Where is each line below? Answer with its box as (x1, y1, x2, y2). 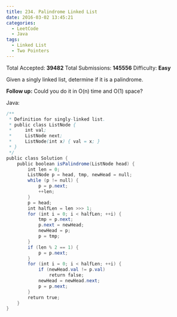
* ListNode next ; (8, 133, 63, 139)
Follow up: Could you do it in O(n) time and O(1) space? (6, 87, 144, 95)
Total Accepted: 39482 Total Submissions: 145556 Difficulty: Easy (6, 64, 171, 71)
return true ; (28, 294, 60, 300)
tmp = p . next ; (38, 216, 74, 222)
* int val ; (8, 127, 47, 134)
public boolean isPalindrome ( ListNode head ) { (17, 161, 135, 167)
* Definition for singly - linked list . (8, 116, 106, 122)
